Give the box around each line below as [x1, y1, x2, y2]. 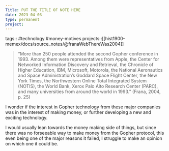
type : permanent [5, 17, 40, 22]
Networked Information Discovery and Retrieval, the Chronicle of [17, 62, 154, 68]
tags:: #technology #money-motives [5, 36, 81, 42]
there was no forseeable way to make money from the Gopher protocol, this [5, 130, 164, 136]
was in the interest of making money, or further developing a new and [5, 109, 151, 115]
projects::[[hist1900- [82, 36, 126, 42]
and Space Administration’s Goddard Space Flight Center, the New [17, 72, 157, 79]
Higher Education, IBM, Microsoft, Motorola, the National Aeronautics [17, 67, 163, 73]
